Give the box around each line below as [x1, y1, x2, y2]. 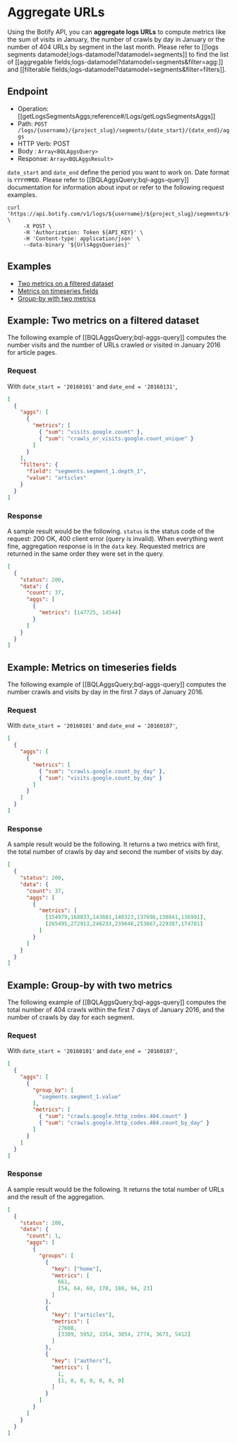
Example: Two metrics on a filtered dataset [7, 314, 200, 326]
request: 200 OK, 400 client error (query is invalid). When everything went [7, 534, 224, 542]
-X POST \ [23, 222, 52, 230]
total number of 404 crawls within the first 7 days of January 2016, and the [7, 1006, 225, 1014]
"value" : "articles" [25, 475, 87, 482]
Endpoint [7, 85, 48, 97]
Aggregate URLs [7, 4, 105, 20]
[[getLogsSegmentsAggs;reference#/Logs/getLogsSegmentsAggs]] [17, 112, 216, 120]
